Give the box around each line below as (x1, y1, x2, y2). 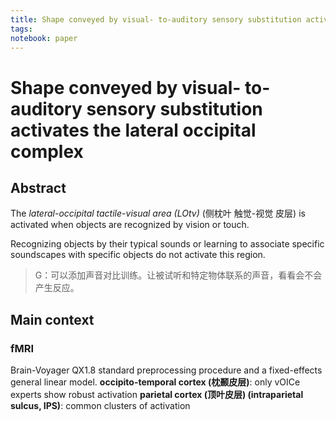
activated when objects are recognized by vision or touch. (10, 219, 250, 231)
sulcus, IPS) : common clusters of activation (10, 400, 191, 412)
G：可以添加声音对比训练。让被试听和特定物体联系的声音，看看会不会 (34, 269, 323, 281)
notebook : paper (10, 33, 78, 43)
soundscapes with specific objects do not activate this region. (10, 249, 266, 261)
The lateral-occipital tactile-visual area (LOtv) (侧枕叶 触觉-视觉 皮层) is (10, 207, 306, 220)
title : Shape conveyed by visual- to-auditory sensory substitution (10, 14, 302, 25)
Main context (10, 311, 95, 328)
